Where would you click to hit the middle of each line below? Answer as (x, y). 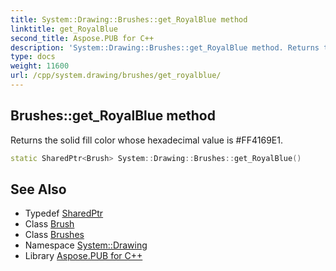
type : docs (33, 57)
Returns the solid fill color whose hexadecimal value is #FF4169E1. (146, 140)
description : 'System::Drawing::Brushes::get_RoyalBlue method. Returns (165, 47)
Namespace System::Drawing (86, 245)
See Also (38, 189)
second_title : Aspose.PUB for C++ (82, 38)
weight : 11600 (40, 66)
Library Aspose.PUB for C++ (83, 256)
